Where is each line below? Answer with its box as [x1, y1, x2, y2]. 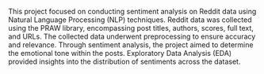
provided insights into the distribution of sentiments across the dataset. [8, 57, 241, 66]
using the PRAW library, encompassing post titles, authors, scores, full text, [8, 24, 254, 32]
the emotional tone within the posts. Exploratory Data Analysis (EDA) [8, 49, 232, 57]
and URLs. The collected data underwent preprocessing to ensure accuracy [8, 31, 256, 41]
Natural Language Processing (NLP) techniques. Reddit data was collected [8, 15, 252, 24]
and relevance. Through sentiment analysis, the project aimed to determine [8, 40, 254, 50]
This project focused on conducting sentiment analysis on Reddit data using [8, 7, 257, 16]
